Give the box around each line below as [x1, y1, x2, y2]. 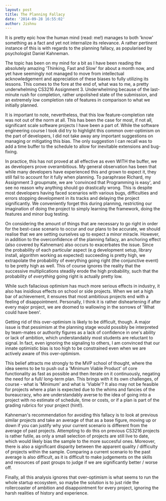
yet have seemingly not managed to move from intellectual [5, 70, 124, 77]
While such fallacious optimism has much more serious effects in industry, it [5, 283, 160, 289]
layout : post [5, 7, 32, 12]
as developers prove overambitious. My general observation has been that [5, 164, 157, 170]
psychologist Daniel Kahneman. [5, 51, 70, 57]
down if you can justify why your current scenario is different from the [5, 423, 148, 429]
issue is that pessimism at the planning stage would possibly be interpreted [5, 324, 159, 330]
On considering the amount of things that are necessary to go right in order [5, 221, 158, 227]
